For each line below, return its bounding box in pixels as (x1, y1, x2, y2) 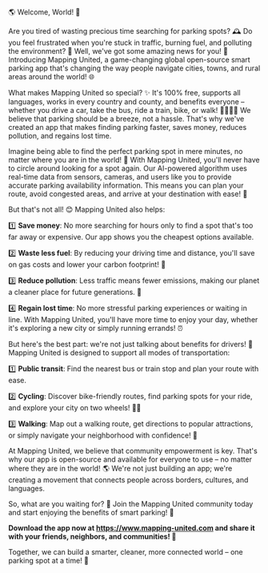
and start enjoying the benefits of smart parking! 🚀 (8, 508, 174, 517)
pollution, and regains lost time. (8, 131, 112, 140)
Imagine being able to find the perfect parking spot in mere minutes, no (8, 147, 243, 155)
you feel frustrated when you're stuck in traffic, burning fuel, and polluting (8, 38, 252, 47)
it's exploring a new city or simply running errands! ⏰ (8, 324, 184, 333)
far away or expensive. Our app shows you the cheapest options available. (8, 232, 254, 241)
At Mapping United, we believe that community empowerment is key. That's (8, 446, 258, 455)
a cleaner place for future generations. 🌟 (8, 288, 142, 297)
